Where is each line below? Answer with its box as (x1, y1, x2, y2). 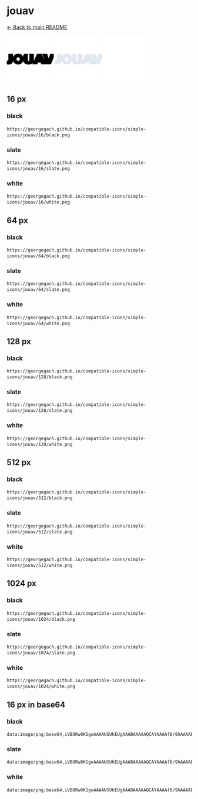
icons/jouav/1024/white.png (6, 683, 76, 690)
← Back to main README (6, 24, 68, 31)
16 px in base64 (6, 699, 66, 709)
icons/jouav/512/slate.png (6, 529, 73, 535)
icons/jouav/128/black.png (6, 374, 73, 380)
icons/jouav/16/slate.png (6, 165, 70, 172)
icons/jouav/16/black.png (6, 132, 70, 138)
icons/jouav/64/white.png (6, 320, 70, 326)
